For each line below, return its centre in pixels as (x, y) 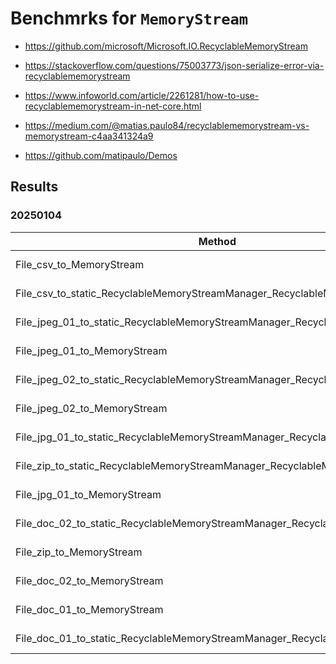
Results (34, 187)
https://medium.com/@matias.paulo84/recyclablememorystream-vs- (167, 125)
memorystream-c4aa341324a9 (89, 136)
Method (217, 241)
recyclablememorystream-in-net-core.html (113, 106)
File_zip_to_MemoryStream (79, 552)
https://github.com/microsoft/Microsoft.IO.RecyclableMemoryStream (166, 46)
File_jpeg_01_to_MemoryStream (91, 350)
